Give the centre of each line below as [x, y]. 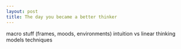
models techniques [29, 40]
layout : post [22, 11]
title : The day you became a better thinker [62, 17]
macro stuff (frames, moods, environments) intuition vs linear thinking [91, 33]
